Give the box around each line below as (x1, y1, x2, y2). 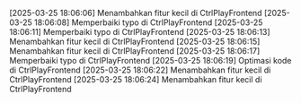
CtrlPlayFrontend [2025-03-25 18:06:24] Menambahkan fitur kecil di (9, 74, 262, 84)
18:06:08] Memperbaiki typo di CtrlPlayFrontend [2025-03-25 (34, 17, 263, 28)
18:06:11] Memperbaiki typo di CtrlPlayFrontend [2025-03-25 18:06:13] (9, 27, 271, 37)
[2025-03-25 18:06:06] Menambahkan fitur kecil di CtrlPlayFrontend (9, 8, 262, 18)
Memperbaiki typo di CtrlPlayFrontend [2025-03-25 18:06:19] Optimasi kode (9, 56, 292, 65)
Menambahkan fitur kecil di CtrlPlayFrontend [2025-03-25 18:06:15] (9, 36, 261, 47)
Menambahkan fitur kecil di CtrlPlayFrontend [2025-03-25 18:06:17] (9, 46, 261, 56)
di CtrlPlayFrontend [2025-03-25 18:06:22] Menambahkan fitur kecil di (9, 64, 271, 75)
